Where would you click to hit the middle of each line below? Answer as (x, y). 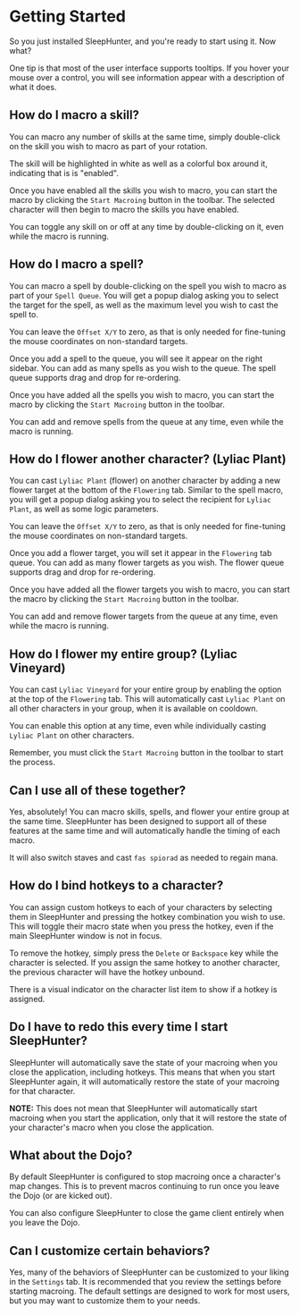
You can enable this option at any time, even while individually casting (138, 726)
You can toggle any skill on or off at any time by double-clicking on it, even (146, 226)
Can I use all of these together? (98, 790)
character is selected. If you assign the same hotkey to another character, (145, 962)
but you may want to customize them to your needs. (105, 1301)
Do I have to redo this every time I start (119, 1027)
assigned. (27, 999)
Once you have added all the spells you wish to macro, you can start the (142, 394)
